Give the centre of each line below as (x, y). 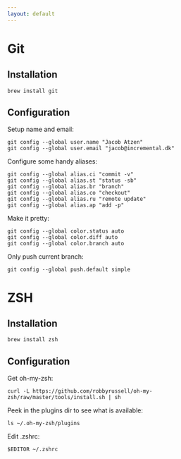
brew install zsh (33, 340)
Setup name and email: (40, 129)
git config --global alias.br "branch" (66, 187)
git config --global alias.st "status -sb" (72, 180)
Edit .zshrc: (24, 436)
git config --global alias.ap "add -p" (66, 205)
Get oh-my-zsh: (30, 379)
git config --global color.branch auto (66, 244)
